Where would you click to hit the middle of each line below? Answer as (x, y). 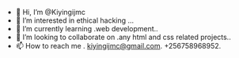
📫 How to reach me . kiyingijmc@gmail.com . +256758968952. (118, 46)
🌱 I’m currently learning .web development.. (87, 29)
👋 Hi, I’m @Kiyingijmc (50, 12)
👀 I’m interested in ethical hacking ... (75, 20)
